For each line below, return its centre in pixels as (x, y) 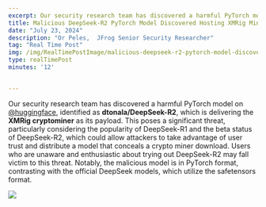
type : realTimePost (40, 60)
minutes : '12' (32, 67)
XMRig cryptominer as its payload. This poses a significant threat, (117, 121)
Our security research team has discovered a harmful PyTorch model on (126, 103)
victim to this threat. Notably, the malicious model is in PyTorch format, (123, 163)
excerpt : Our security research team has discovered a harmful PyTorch (129, 15)
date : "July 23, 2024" (46, 30)
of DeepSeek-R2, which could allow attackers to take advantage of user (125, 137)
